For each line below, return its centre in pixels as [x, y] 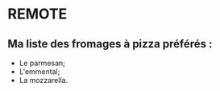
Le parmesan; [42, 63]
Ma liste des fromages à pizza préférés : [110, 44]
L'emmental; [39, 72]
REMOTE [37, 14]
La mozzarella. [44, 80]
